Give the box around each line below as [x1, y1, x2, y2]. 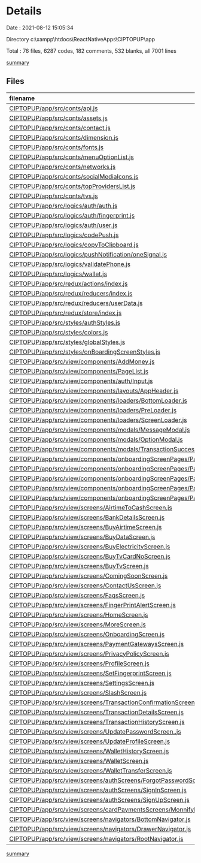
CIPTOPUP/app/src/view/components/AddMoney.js [9, 357, 155, 366]
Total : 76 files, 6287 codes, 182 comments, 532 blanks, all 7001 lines [6, 47, 176, 55]
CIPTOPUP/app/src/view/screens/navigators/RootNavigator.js [9, 834, 184, 843]
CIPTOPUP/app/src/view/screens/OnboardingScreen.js [9, 630, 165, 638]
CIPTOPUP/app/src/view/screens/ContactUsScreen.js [9, 581, 162, 590]
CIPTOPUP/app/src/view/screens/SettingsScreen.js [9, 678, 154, 687]
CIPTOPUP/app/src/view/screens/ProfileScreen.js [9, 659, 150, 668]
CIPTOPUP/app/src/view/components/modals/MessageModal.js [9, 426, 190, 434]
